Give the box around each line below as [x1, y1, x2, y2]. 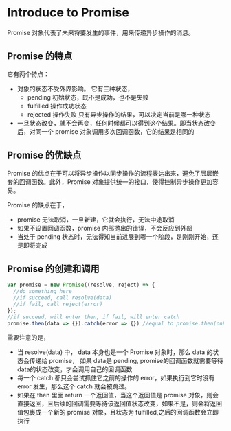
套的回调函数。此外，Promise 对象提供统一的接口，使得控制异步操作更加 [7, 177, 213, 186]
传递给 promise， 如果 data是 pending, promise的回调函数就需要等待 [29, 356, 223, 364]
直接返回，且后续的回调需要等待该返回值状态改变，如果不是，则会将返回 [16, 399, 222, 408]
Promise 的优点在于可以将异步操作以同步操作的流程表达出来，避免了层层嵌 [7, 169, 219, 177]
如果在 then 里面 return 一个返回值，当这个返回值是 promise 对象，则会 [16, 391, 219, 399]
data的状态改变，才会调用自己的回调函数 [16, 365, 133, 373]
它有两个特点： [7, 70, 49, 78]
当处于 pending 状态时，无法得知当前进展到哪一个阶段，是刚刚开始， [16, 232, 213, 241]
